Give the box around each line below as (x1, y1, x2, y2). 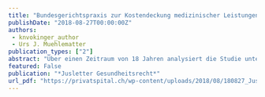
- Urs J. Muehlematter (11, 41, 87, 48)
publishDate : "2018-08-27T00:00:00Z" (8, 19, 132, 27)
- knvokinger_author (11, 33, 80, 41)
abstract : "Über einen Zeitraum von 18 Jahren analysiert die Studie (8, 56, 242, 63)
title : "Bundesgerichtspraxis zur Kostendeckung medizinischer (8, 11, 221, 20)
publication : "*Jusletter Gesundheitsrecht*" (8, 70, 160, 77)
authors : (8, 26, 37, 34)
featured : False (8, 63, 62, 70)
